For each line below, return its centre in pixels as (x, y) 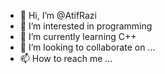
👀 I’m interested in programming (86, 26)
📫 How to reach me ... (66, 58)
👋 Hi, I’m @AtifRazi (58, 15)
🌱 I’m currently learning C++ (78, 36)
